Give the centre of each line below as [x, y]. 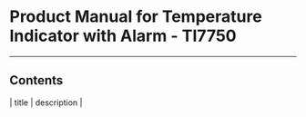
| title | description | [46, 102]
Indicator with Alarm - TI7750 [123, 36]
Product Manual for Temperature [136, 17]
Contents [36, 80]
